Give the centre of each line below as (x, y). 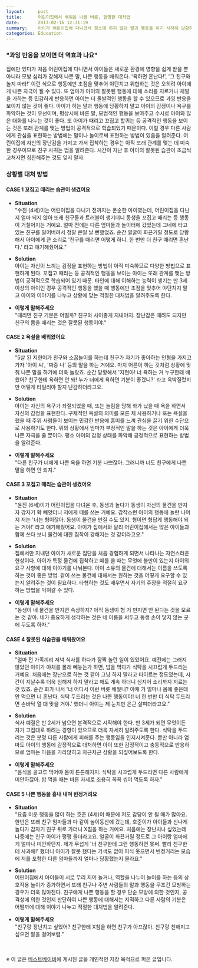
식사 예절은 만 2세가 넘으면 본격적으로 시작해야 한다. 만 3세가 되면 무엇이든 (100, 723)
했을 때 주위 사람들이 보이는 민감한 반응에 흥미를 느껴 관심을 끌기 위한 (94, 420)
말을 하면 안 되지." (35, 470)
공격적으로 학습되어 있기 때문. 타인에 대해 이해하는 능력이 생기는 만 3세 (106, 280)
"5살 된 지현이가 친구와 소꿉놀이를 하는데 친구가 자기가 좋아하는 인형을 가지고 (103, 357)
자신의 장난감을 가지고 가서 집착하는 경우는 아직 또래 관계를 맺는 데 (103, 143)
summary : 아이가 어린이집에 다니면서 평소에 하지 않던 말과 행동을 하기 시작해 (92, 28)
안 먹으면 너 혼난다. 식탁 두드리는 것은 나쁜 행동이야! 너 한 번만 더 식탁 (95, 697)
